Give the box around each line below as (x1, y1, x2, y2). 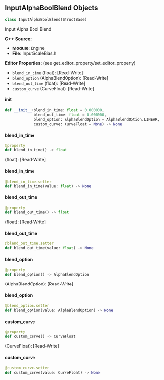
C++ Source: (5, 36, 32, 42)
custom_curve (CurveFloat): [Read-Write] (12, 85, 95, 91)
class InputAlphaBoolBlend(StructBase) (5, 17, 87, 22)
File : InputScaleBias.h (12, 50, 57, 56)
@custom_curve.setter (5, 366, 50, 371)
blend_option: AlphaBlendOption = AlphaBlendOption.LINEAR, (33, 117, 160, 122)
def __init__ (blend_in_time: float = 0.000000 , (5, 107, 105, 113)
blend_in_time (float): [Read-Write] (12, 69, 83, 76)
